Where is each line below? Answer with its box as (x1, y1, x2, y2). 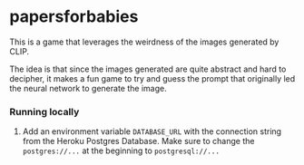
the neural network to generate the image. (9, 82, 167, 93)
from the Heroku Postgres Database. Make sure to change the (22, 136, 255, 147)
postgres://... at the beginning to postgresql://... (22, 145, 221, 156)
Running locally (9, 105, 80, 118)
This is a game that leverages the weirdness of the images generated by (9, 36, 279, 47)
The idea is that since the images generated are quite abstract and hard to (9, 63, 287, 74)
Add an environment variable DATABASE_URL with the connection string (22, 126, 282, 137)
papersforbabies (9, 6, 139, 27)
